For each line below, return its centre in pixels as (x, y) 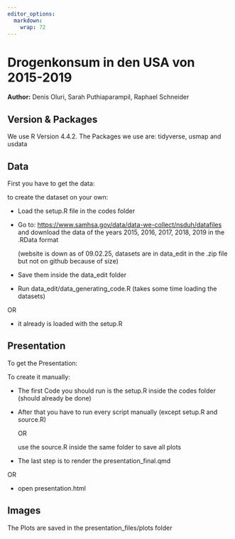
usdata (17, 144)
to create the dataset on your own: (58, 197)
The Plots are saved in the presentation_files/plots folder (90, 528)
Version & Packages (53, 119)
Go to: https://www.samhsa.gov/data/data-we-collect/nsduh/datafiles (120, 224)
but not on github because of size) (68, 261)
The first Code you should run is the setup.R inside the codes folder (117, 391)
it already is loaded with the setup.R (70, 323)
